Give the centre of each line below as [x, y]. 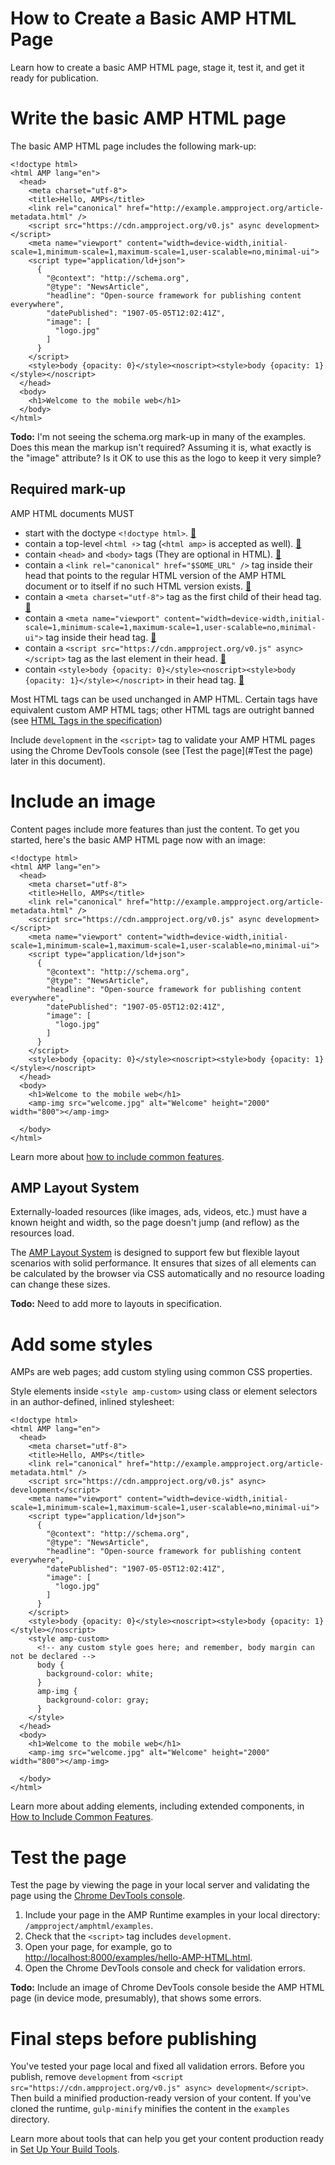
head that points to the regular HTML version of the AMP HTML [155, 575]
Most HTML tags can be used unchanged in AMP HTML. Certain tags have [164, 699]
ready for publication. [54, 78]
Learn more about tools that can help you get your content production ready [167, 2139]
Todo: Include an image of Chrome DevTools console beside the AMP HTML [167, 1988]
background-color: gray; [98, 1700]
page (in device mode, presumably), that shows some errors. [136, 1998]
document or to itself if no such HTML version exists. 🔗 [138, 586]
